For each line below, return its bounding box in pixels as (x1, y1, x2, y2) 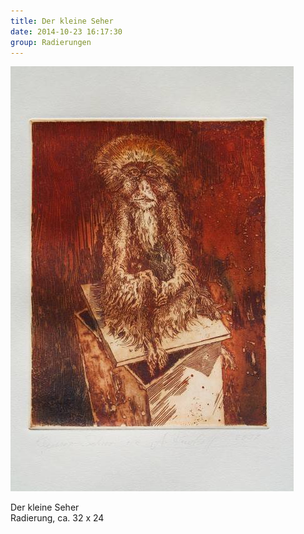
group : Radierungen (10, 37, 92, 47)
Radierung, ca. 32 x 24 (10, 512, 105, 524)
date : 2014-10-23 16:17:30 (10, 26, 123, 37)
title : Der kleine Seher (10, 16, 114, 26)
